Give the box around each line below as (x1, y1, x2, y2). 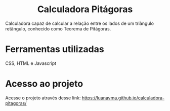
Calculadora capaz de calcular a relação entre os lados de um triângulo (5, 20, 154, 26)
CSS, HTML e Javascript (5, 60, 57, 66)
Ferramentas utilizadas (5, 44, 105, 55)
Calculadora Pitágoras (37, 4, 133, 15)
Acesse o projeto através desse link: (5, 95, 81, 101)
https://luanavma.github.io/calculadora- (81, 95, 165, 101)
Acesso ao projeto (5, 78, 83, 90)
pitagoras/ (5, 100, 27, 106)
